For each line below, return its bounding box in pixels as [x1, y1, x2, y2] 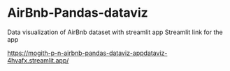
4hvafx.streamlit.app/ [7, 56, 69, 64]
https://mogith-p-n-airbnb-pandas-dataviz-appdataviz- [7, 49, 168, 57]
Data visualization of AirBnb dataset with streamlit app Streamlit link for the [7, 28, 223, 36]
